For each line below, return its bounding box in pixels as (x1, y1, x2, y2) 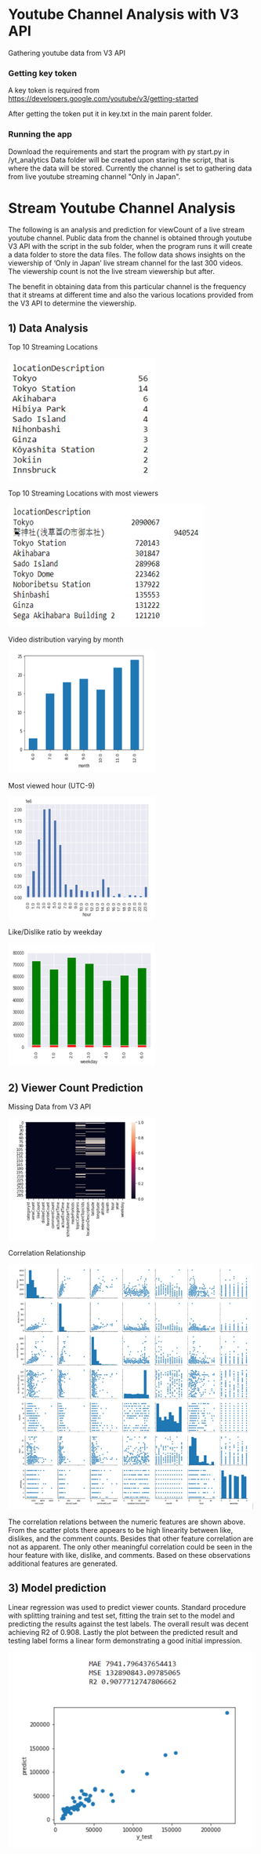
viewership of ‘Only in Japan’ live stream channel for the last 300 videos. (8, 258, 243, 268)
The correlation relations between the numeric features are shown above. (8, 1517, 245, 1527)
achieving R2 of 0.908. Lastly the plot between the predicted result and (8, 1627, 238, 1636)
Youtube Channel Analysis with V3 (8, 5, 239, 24)
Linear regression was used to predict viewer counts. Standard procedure (8, 1602, 247, 1611)
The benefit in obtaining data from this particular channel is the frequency (8, 282, 247, 291)
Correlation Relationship (8, 1249, 86, 1258)
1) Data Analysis (8, 321, 89, 335)
